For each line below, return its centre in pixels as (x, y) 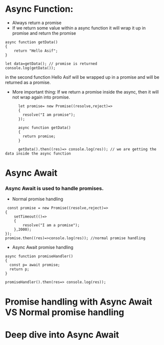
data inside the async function (38, 154)
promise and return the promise (44, 33)
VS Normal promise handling (65, 312)
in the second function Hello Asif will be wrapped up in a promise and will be (82, 77)
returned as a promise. (28, 82)
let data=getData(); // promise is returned (51, 63)
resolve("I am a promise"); (51, 225)
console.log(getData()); (30, 68)
